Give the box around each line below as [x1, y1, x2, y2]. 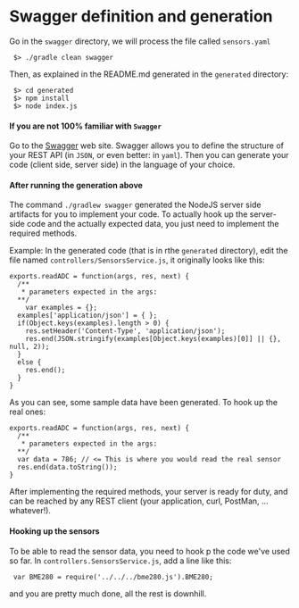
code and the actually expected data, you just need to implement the [26, 219, 279, 229]
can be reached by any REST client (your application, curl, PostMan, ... [9, 496, 270, 506]
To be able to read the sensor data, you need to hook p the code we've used [9, 546, 290, 556]
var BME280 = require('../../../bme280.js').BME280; [12, 572, 214, 581]
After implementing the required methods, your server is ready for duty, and [9, 487, 288, 497]
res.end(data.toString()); [17, 462, 118, 472]
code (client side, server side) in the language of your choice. [9, 159, 236, 171]
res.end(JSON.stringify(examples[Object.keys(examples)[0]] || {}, [25, 335, 281, 344]
